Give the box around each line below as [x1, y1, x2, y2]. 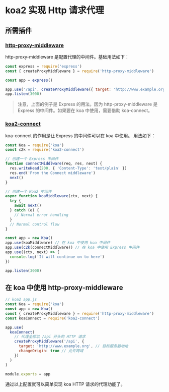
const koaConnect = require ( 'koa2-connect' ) [5, 316, 100, 321]
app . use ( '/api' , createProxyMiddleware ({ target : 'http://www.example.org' [5, 87, 167, 92]
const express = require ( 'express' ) [5, 64, 82, 69]
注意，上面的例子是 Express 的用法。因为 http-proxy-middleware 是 [17, 101, 158, 107]
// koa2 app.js [5, 297, 37, 302]
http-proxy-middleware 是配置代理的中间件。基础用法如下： [5, 53, 130, 60]
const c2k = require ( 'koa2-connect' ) [5, 147, 84, 152]
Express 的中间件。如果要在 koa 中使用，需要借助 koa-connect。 [17, 107, 152, 114]
